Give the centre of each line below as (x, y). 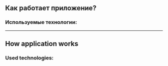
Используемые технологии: (41, 22)
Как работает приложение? (51, 8)
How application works (42, 44)
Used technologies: (29, 58)
